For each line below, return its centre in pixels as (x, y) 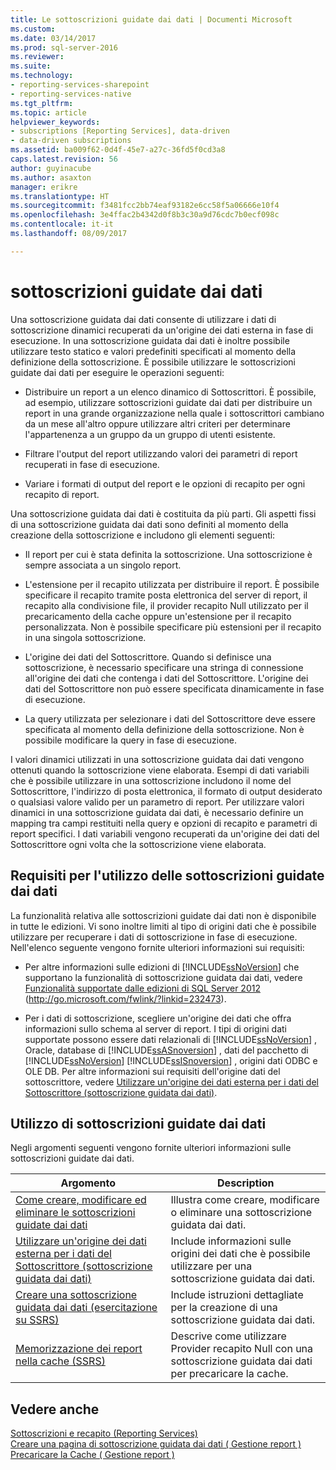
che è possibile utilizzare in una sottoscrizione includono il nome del (151, 780)
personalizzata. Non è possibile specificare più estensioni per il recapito (173, 627)
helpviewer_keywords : (55, 122)
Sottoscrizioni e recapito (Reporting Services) (104, 1433)
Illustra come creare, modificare (245, 1200)
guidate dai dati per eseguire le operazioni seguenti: (117, 372)
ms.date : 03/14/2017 (53, 38)
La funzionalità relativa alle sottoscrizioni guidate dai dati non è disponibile (163, 915)
